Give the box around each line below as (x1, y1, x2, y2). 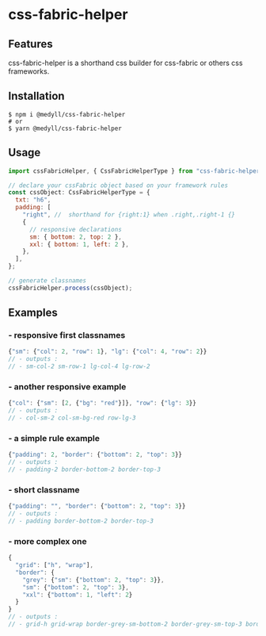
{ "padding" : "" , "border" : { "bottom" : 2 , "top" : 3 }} (8, 502, 186, 511)
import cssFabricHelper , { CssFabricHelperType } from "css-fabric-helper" (8, 167, 264, 175)
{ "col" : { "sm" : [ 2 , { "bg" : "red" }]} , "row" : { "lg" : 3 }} (8, 399, 196, 408)
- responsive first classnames (8, 330, 126, 341)
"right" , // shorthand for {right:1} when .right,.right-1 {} (22, 211, 236, 219)
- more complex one (8, 535, 87, 546)
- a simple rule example (8, 432, 101, 443)
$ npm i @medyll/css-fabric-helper (8, 110, 126, 118)
